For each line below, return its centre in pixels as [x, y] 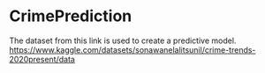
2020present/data [42, 59]
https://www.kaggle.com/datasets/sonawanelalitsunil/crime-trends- [132, 49]
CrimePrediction [71, 16]
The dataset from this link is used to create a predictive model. [123, 40]
